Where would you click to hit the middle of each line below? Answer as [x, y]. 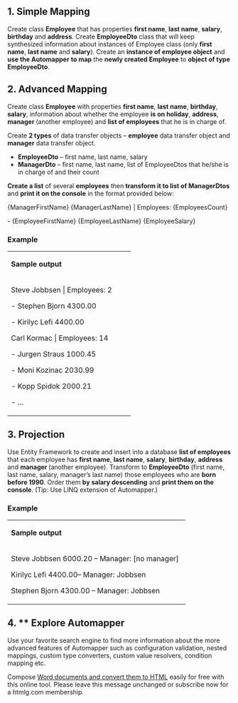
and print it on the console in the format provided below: [91, 193]
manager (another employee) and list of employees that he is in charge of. [117, 121]
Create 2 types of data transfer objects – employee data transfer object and [119, 135]
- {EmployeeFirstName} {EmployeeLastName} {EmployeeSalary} [102, 221]
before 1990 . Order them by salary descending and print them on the [111, 482]
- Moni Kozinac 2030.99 [53, 370]
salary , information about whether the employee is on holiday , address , [113, 114]
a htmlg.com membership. [45, 692]
